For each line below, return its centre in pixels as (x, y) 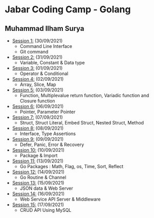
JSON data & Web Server (47, 188)
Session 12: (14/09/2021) (38, 172)
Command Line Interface (46, 46)
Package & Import (39, 156)
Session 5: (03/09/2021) (38, 90)
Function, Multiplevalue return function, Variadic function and (84, 95)
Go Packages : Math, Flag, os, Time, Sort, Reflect (72, 166)
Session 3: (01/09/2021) (37, 68)
